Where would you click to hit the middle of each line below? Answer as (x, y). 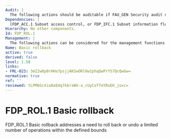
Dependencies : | (22, 19)
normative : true (22, 76)
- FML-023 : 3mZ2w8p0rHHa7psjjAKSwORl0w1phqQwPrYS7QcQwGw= (68, 72)
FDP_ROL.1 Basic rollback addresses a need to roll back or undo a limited (82, 124)
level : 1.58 (18, 62)
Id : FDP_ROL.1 (20, 33)
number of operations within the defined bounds (56, 130)
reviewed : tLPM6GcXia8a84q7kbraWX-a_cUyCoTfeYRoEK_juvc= (67, 85)
